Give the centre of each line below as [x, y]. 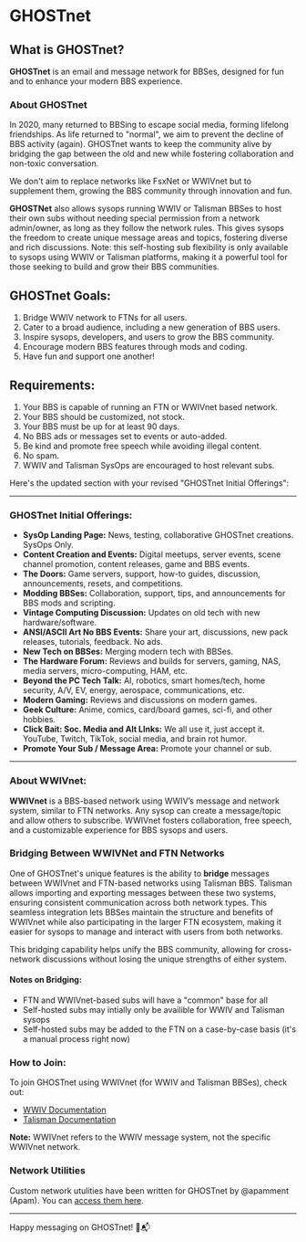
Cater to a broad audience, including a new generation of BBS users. [151, 327]
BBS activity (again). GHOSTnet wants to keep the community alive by [141, 144]
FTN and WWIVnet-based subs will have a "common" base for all [145, 1000]
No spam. [41, 455]
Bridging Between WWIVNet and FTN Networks [117, 853]
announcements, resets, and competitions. [103, 584]
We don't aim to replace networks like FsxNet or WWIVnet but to [131, 181]
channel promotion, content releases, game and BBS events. [136, 564]
